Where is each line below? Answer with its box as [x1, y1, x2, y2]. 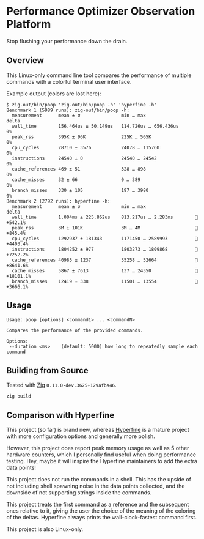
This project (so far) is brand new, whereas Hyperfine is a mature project [6, 426, 189, 434]
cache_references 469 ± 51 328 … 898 [12, 166, 147, 172]
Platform [6, 17, 51, 31]
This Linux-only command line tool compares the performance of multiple [6, 72, 192, 79]
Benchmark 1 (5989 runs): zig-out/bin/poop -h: [6, 107, 130, 113]
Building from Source [6, 365, 89, 376]
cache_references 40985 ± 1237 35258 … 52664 [12, 257, 157, 263]
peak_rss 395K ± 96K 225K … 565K [12, 133, 151, 140]
